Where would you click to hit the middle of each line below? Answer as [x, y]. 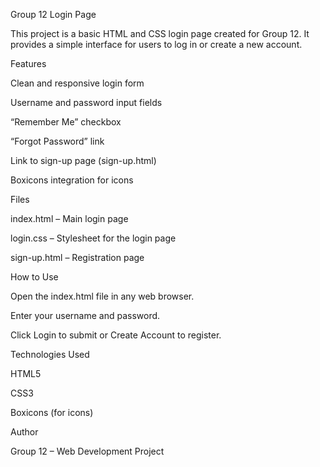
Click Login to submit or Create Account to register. [116, 335]
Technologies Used [50, 354]
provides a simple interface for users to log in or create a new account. [156, 44]
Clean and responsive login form [77, 83]
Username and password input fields [86, 102]
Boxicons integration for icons [72, 180]
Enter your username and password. [85, 315]
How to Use [34, 277]
